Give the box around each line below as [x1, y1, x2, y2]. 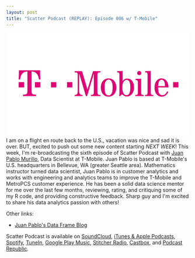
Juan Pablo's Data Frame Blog [14, 222, 88, 229]
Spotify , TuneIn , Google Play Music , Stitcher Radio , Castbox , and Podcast [6, 239, 183, 246]
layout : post [6, 9, 38, 15]
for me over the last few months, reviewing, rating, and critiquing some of [6, 187, 183, 194]
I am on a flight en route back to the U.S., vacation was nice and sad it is [6, 137, 180, 144]
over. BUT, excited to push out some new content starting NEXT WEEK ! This [6, 143, 189, 150]
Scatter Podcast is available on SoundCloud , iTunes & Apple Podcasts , [6, 233, 176, 240]
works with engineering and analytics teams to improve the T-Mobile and [6, 174, 182, 181]
